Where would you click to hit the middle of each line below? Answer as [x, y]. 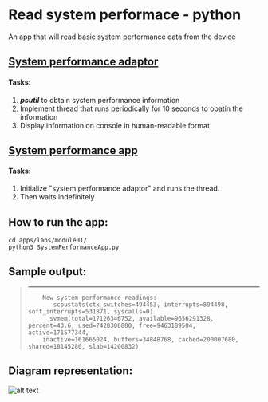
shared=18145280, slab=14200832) [83, 346]
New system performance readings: [100, 298]
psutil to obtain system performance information [100, 100]
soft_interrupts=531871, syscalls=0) [91, 311]
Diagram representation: [71, 371]
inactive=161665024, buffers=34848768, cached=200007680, [141, 339]
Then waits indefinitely [57, 197]
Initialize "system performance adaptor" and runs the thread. [120, 188]
